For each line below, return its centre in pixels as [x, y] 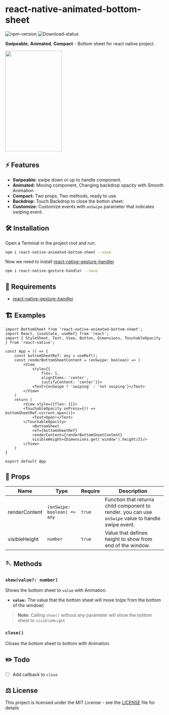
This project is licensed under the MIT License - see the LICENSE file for [80, 702]
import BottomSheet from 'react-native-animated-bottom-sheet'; [74, 329]
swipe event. [120, 524]
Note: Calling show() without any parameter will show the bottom [84, 615]
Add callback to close [35, 674]
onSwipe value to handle [133, 518]
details [12, 708]
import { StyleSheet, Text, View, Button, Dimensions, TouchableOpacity [83, 338]
